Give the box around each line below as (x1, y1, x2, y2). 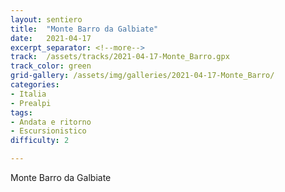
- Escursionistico (10, 126, 87, 136)
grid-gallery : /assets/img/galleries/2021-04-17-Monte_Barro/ (10, 71, 275, 81)
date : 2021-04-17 (10, 33, 92, 43)
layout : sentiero (10, 14, 83, 25)
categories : (10, 80, 60, 90)
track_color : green (10, 61, 92, 71)
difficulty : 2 (10, 136, 70, 146)
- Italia (10, 89, 47, 99)
